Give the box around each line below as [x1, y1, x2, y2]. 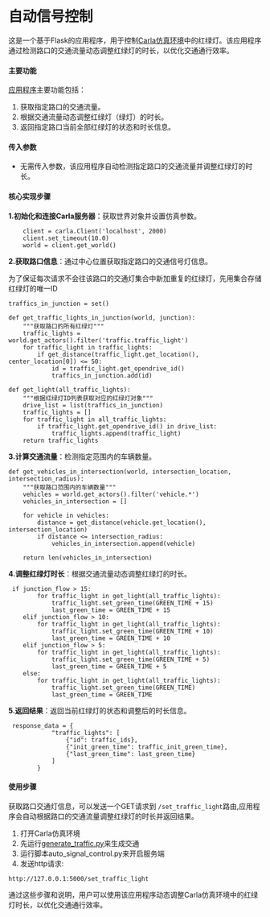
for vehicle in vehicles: [22, 511, 110, 519]
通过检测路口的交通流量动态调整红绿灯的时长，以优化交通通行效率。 [8, 45, 234, 55]
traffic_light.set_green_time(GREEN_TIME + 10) [51, 627, 215, 635]
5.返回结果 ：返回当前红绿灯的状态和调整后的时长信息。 [8, 705, 191, 715]
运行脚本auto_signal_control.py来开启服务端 [19, 849, 165, 858]
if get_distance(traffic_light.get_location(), [37, 350, 199, 358]
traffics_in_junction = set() [8, 299, 110, 308]
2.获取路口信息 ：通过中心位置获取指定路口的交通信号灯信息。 [8, 256, 213, 266]
